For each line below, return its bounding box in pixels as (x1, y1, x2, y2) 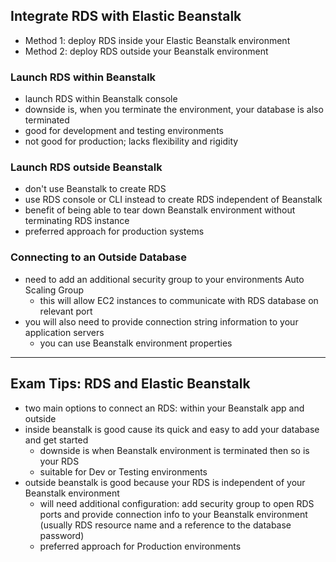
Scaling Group (24, 284, 85, 296)
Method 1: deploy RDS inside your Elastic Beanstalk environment (24, 34, 291, 46)
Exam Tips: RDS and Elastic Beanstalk (10, 375, 251, 393)
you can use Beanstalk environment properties (39, 337, 233, 349)
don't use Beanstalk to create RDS (24, 183, 167, 195)
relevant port (39, 305, 93, 317)
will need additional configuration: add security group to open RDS (39, 497, 315, 509)
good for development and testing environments (24, 125, 224, 137)
